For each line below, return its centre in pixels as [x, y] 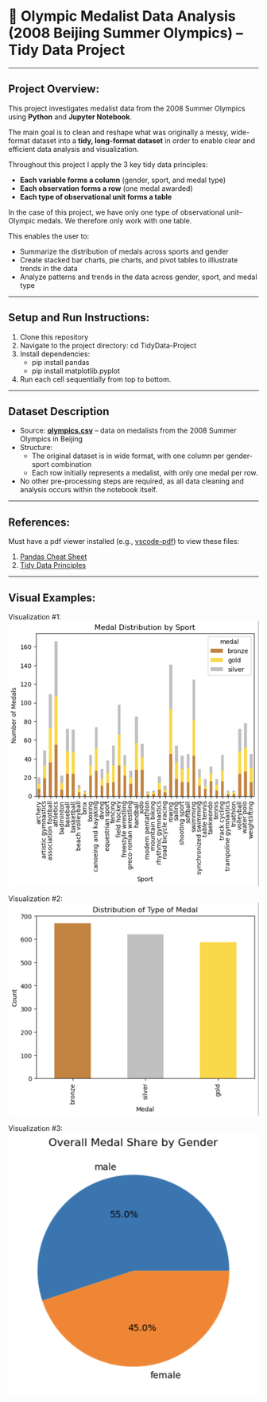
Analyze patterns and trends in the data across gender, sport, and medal [138, 277]
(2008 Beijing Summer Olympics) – [126, 33]
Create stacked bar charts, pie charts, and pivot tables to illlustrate [129, 260]
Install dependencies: [55, 354]
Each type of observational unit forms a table [96, 196]
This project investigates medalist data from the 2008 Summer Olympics [127, 108]
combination [71, 464]
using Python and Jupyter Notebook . [70, 117]
